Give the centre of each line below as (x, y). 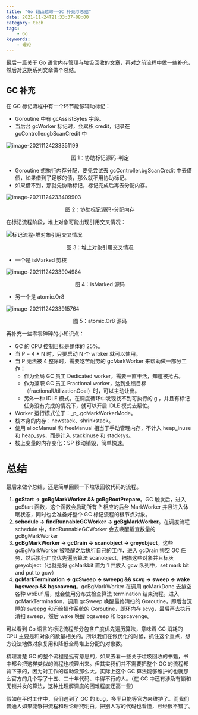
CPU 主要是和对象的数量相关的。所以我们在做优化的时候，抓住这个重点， (96, 636)
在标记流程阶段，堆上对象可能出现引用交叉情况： (66, 222)
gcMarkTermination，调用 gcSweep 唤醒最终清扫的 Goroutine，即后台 (101, 601)
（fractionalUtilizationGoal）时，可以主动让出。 (82, 391)
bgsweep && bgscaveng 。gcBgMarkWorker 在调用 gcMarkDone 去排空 (103, 586)
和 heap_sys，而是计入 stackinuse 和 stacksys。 (74, 435)
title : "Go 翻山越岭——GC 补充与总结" (49, 12)
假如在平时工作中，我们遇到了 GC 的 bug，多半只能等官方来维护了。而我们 (98, 698)
